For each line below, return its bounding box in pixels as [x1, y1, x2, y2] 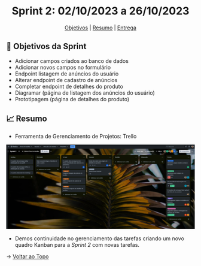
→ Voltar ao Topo [6, 253, 49, 260]
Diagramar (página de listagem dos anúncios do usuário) [14, 89, 156, 96]
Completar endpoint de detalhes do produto [14, 83, 124, 90]
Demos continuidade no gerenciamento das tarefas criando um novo [14, 235, 184, 242]
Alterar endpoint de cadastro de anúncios [14, 76, 118, 83]
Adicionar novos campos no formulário [14, 64, 111, 71]
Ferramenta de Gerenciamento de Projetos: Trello [14, 132, 137, 140]
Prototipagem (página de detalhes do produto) [14, 95, 130, 102]
